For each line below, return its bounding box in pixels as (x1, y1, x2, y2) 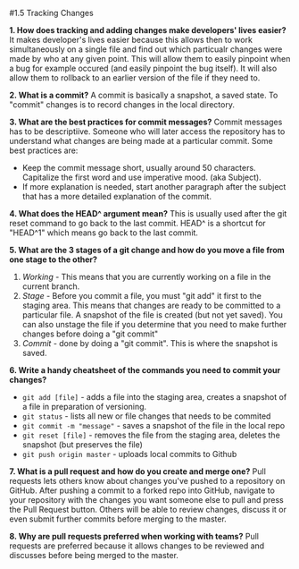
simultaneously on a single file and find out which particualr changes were (9, 44, 283, 55)
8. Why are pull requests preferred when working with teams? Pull (9, 531, 259, 541)
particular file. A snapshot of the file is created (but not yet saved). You (21, 310, 283, 320)
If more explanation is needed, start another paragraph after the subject (21, 182, 287, 191)
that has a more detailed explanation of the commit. (21, 191, 212, 201)
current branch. (21, 281, 80, 292)
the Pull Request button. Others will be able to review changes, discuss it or (9, 505, 287, 514)
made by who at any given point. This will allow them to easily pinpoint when (9, 54, 291, 64)
